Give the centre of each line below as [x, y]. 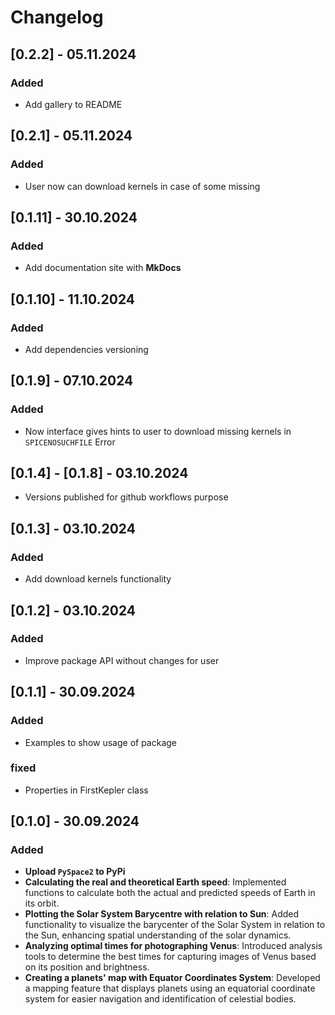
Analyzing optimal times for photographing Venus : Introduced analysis [173, 946]
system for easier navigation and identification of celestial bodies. [160, 999]
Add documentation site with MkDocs [103, 268]
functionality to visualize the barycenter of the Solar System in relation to [175, 925]
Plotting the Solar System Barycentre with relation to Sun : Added [162, 914]
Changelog [57, 17]
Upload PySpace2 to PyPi [75, 872]
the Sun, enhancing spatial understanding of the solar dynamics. [158, 935]
